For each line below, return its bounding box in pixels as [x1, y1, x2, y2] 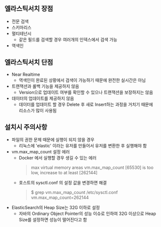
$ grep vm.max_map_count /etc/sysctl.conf [31, 190, 118, 195]
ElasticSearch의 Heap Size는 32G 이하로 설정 [11, 205, 100, 211]
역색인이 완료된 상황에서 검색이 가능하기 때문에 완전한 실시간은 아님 [18, 77, 146, 83]
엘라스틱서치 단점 [4, 58, 53, 66]
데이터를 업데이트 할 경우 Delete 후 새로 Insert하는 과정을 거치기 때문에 [18, 101, 153, 107]
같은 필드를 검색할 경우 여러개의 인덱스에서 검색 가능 [18, 36, 117, 42]
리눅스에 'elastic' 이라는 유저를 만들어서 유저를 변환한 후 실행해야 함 [18, 143, 147, 149]
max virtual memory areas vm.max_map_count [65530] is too [31, 164, 154, 171]
